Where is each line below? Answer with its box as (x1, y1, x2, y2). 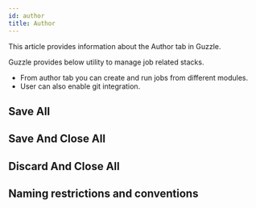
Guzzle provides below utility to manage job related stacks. (8, 57, 204, 67)
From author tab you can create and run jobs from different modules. (19, 73, 248, 82)
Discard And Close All (8, 159, 120, 173)
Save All (8, 104, 51, 118)
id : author (8, 11, 45, 20)
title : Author (8, 19, 56, 27)
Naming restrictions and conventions (8, 187, 199, 201)
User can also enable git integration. (19, 81, 141, 91)
